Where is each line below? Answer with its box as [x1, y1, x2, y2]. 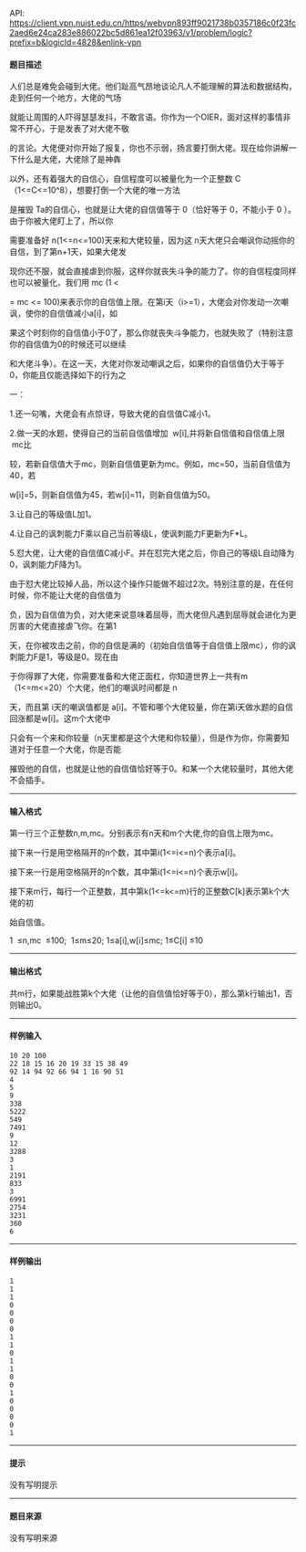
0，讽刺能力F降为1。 [9, 559, 87, 570]
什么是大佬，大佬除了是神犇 [16, 154, 121, 165]
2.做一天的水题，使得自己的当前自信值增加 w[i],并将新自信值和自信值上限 [9, 428, 285, 439]
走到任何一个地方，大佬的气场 [9, 92, 121, 103]
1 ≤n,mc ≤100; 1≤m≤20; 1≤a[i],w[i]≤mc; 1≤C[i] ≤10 [9, 935, 203, 946]
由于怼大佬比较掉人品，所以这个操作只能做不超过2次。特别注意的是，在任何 [9, 579, 294, 590]
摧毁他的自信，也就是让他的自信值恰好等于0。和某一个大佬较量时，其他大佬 [9, 763, 294, 774]
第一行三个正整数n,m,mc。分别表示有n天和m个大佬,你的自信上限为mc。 [9, 828, 279, 839]
